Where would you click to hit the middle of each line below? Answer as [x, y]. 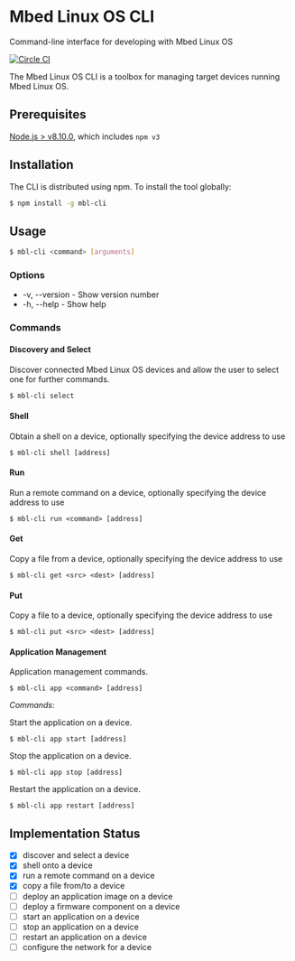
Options [27, 275]
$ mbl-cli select [42, 396]
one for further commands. [60, 379]
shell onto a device [57, 865]
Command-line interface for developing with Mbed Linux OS [121, 42]
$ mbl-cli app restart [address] [72, 806]
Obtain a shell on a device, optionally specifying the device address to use [147, 436]
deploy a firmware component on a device [101, 906]
